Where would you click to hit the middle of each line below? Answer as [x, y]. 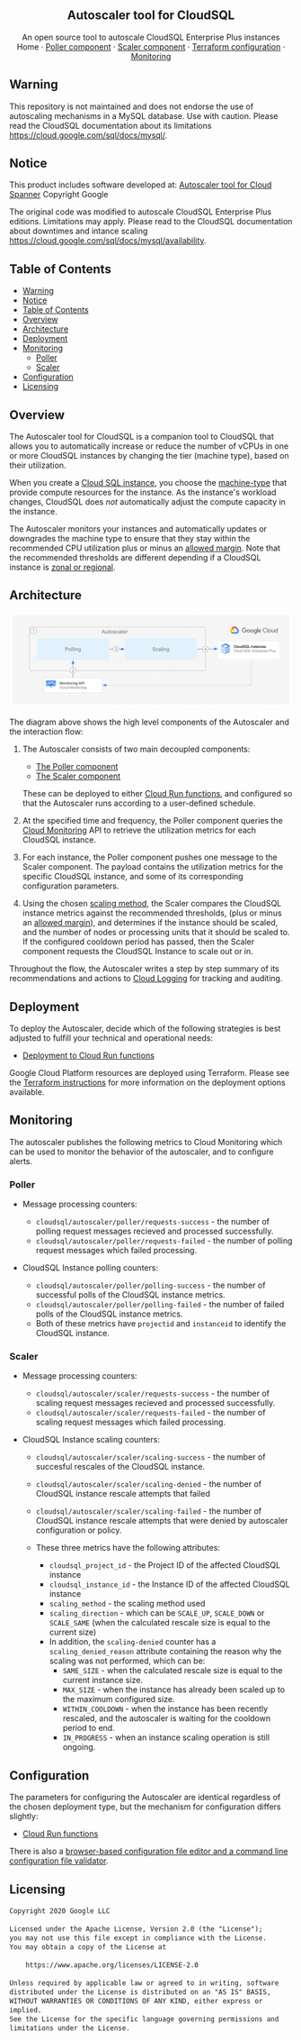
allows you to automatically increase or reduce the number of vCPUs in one [149, 446]
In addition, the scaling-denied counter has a [133, 1642]
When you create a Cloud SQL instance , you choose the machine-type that [148, 483]
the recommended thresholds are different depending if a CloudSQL [135, 558]
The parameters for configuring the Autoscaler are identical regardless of [145, 1798]
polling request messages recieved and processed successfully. [155, 1231]
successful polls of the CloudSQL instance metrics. [131, 1295]
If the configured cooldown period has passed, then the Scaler [138, 942]
